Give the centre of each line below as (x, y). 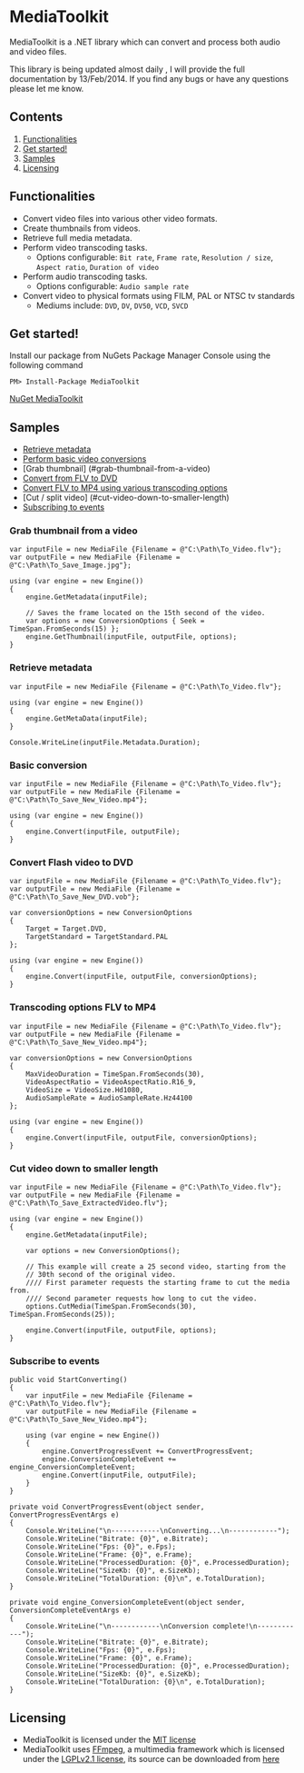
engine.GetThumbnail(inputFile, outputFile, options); (132, 637)
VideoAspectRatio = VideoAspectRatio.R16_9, (111, 1082)
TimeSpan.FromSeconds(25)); (63, 1314)
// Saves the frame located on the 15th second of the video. (146, 613)
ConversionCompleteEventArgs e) (70, 1610)
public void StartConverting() (69, 1380)
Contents (36, 117)
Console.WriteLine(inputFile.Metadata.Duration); (105, 742)
